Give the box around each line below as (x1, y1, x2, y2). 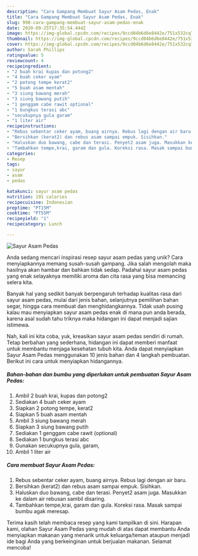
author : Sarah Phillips (6, 47, 65, 53)
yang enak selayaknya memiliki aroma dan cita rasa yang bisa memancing (6, 272, 186, 279)
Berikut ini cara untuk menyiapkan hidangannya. (6, 358, 123, 365)
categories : (6, 150, 36, 156)
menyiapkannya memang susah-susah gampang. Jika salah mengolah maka (6, 260, 192, 267)
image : (6, 31, 23, 36)
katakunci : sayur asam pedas (6, 188, 78, 194)
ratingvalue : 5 (6, 52, 44, 58)
